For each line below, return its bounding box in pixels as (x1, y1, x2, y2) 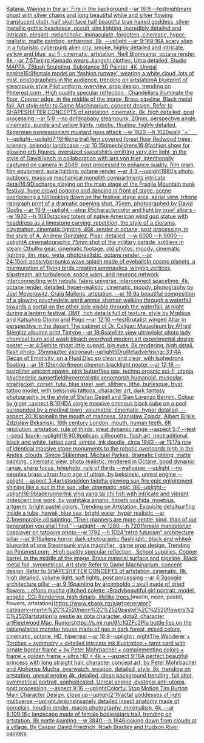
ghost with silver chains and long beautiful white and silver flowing (6, 12, 173, 19)
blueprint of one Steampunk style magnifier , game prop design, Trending (6, 541, 190, 549)
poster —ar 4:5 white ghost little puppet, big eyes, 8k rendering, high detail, (6, 342, 194, 348)
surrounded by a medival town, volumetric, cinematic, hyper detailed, (6, 406, 180, 413)
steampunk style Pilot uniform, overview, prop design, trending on (6, 83, 171, 90)
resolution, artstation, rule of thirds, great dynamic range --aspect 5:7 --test (6, 426, 196, 433)
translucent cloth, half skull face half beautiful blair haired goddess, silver (6, 18, 190, 25)
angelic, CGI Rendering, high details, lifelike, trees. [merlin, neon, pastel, (6, 593, 183, 600)
